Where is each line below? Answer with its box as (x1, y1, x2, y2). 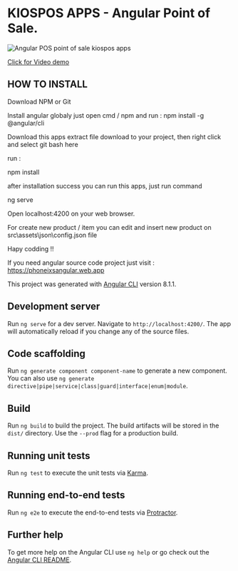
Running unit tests (7, 450, 90, 462)
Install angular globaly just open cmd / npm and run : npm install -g (7, 111, 205, 119)
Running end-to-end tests (7, 489, 125, 501)
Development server (7, 300, 100, 313)
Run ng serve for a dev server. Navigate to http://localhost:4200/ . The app (7, 319, 232, 328)
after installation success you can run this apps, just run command (7, 181, 202, 190)
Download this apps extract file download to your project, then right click (7, 132, 222, 141)
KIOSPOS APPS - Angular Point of (7, 5, 211, 21)
